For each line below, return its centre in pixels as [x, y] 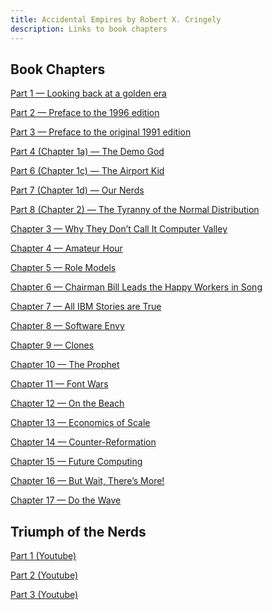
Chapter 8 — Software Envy [67, 326]
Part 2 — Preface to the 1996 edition [85, 113]
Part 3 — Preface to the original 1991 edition [101, 132]
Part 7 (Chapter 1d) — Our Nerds [77, 190]
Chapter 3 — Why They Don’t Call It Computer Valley [119, 229]
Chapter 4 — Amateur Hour [66, 248]
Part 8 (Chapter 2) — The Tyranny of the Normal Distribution [135, 210]
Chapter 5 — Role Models [63, 268]
